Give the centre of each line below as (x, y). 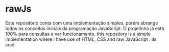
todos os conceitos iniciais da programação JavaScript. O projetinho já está (85, 28)
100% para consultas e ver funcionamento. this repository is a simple (78, 34)
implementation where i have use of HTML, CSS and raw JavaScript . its (81, 39)
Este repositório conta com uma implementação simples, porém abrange (82, 23)
